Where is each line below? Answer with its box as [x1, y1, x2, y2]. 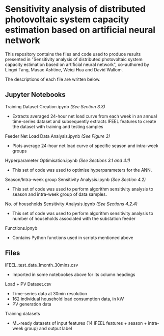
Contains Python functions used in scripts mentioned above [12, 235, 134, 241]
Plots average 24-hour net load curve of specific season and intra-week [12, 143, 159, 149]
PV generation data [12, 301, 52, 307]
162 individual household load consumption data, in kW [12, 296, 124, 302]
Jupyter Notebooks [5, 91, 66, 99]
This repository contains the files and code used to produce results [5, 51, 141, 57]
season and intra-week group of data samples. [12, 191, 107, 197]
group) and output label [24, 325, 72, 331]
